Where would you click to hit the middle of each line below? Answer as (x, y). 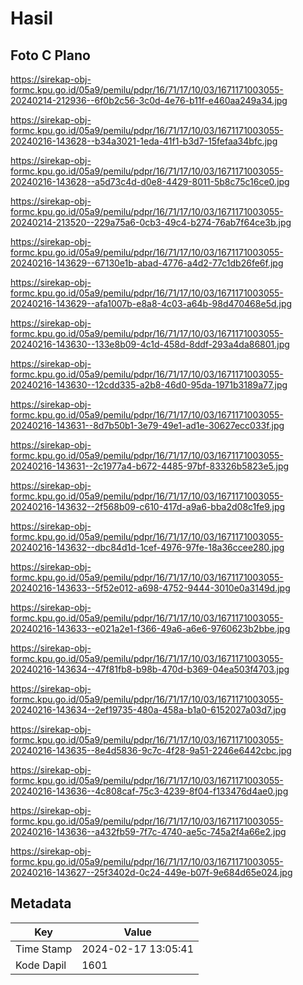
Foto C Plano (50, 55)
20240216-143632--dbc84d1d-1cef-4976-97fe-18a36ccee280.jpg (147, 547)
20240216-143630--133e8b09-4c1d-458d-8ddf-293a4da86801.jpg (150, 344)
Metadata (41, 903)
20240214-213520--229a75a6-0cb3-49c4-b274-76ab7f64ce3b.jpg (151, 222)
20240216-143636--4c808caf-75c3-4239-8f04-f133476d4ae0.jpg (149, 791)
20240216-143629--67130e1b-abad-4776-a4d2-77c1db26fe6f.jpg (147, 263)
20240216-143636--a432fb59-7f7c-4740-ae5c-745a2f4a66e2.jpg (148, 831)
